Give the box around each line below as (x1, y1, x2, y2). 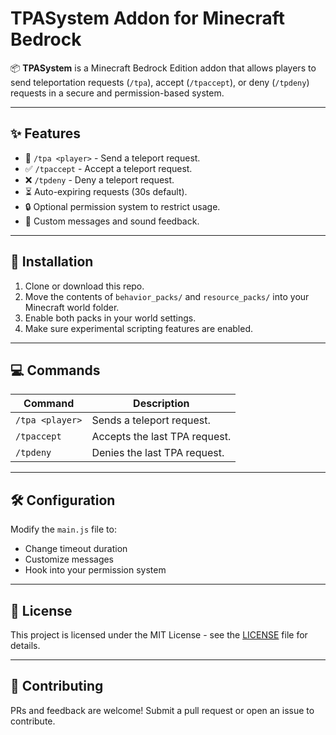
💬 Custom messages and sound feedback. (24, 215, 200, 227)
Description (133, 397, 190, 411)
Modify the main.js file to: (10, 523, 117, 536)
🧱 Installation (10, 253, 94, 271)
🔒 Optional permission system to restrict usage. (24, 200, 221, 212)
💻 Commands (10, 362, 101, 379)
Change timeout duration (24, 543, 128, 555)
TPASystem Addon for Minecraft (10, 7, 286, 30)
